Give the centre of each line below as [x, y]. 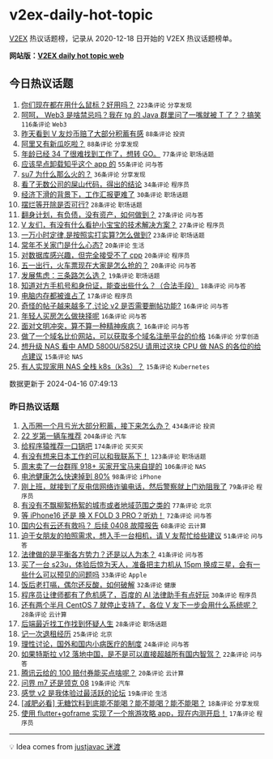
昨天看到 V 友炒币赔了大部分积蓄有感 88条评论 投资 [103, 133]
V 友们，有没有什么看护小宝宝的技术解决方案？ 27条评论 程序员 [123, 224]
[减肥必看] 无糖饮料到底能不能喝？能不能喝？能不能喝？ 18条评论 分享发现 [140, 703]
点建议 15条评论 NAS [52, 356]
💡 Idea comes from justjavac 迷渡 [65, 747]
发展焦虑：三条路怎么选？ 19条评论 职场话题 [90, 275]
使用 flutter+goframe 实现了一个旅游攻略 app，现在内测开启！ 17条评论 [138, 714]
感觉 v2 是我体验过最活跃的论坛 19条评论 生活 [94, 693]
